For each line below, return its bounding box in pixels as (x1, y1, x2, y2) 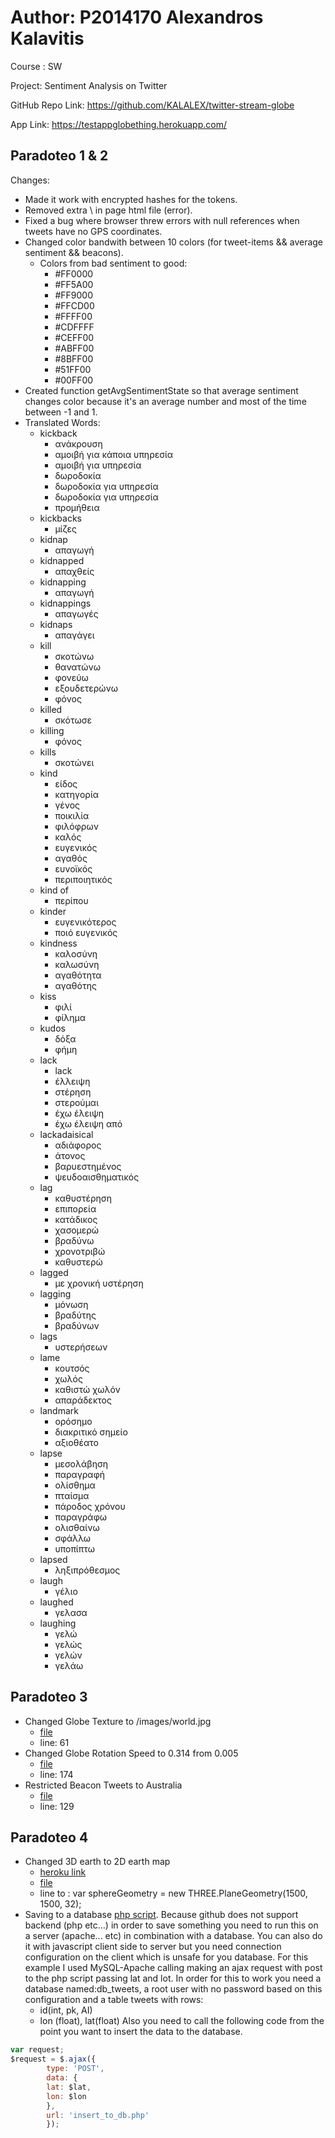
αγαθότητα (54, 969, 102, 981)
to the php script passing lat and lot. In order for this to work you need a (24, 1972, 322, 1985)
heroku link (39, 1866, 87, 1878)
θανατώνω (54, 661, 101, 673)
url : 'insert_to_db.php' (46, 2110, 150, 2120)
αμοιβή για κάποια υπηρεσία (54, 448, 174, 460)
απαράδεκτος (54, 1394, 112, 1406)
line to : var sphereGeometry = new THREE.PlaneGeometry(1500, (39, 1887, 308, 1900)
